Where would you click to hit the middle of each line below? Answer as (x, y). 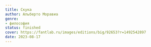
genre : (12, 19)
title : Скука (18, 10)
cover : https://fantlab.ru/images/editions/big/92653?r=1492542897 (76, 32)
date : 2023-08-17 (23, 37)
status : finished (23, 28)
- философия (17, 23)
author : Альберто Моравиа (31, 14)
